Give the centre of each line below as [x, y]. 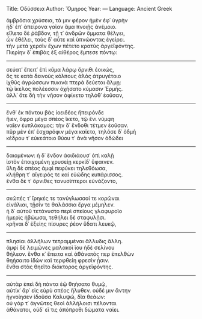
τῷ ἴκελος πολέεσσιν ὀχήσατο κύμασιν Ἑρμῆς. [65, 89]
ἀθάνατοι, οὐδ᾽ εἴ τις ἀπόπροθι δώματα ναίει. [63, 310]
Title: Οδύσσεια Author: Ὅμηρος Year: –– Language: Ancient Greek [89, 9]
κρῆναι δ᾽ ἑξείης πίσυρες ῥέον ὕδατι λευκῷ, [61, 224]
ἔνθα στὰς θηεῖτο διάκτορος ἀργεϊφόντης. [60, 267]
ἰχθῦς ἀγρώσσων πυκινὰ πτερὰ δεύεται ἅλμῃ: [64, 82]
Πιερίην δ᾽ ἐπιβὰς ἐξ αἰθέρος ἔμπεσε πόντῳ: [62, 52]
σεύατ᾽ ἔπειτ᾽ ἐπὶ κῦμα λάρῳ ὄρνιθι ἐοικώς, [60, 70]
